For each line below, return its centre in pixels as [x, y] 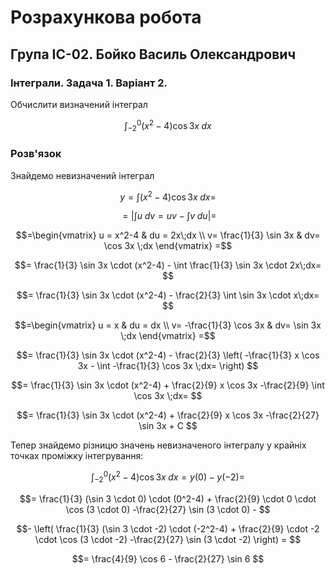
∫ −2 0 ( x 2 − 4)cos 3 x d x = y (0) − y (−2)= [168, 477]
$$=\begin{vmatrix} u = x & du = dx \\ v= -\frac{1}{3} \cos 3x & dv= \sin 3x [168, 325]
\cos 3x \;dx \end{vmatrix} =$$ [168, 246]
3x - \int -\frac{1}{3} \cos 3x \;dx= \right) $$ [168, 366]
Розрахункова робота [106, 17]
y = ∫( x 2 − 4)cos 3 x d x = [168, 196]
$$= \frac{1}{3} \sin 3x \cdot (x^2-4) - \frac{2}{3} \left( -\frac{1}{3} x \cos [168, 355]
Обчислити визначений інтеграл [79, 104]
